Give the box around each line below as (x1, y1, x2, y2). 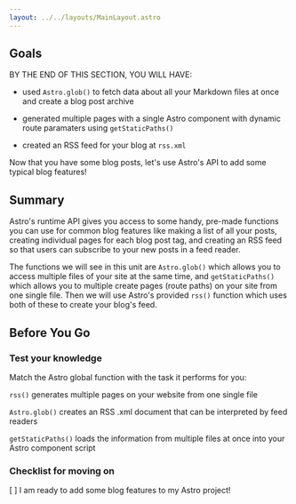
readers (9, 415, 38, 427)
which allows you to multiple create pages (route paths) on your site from (9, 281, 277, 292)
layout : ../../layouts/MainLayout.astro (9, 12, 162, 22)
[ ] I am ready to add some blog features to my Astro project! (9, 485, 231, 496)
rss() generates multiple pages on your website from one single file (9, 388, 258, 400)
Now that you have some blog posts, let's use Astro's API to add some (9, 157, 267, 168)
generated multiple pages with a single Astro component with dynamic (21, 113, 282, 124)
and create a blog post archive (21, 96, 135, 107)
